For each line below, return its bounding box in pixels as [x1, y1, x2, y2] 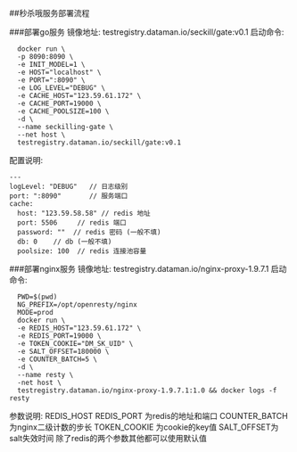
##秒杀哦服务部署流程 [9, 8, 90, 18]
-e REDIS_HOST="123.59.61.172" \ [17, 324, 142, 333]
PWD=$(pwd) [17, 292, 58, 301]
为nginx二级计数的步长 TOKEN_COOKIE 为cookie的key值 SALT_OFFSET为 [9, 422, 279, 432]
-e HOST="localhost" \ [17, 68, 102, 77]
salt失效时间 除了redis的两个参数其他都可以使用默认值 [9, 433, 207, 443]
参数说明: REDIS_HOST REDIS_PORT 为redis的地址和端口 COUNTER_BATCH [9, 411, 288, 421]
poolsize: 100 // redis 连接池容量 [17, 247, 147, 256]
